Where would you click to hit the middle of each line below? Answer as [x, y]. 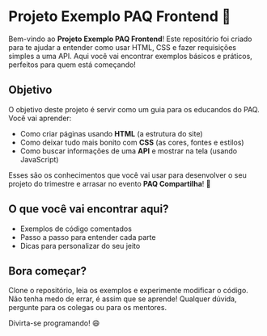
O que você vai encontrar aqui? [89, 209]
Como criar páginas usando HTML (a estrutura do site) [112, 133]
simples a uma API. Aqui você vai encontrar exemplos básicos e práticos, [130, 56]
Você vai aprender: [40, 118]
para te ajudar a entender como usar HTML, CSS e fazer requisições [123, 47]
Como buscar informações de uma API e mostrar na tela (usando [129, 151]
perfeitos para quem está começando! [72, 65]
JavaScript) [39, 159]
